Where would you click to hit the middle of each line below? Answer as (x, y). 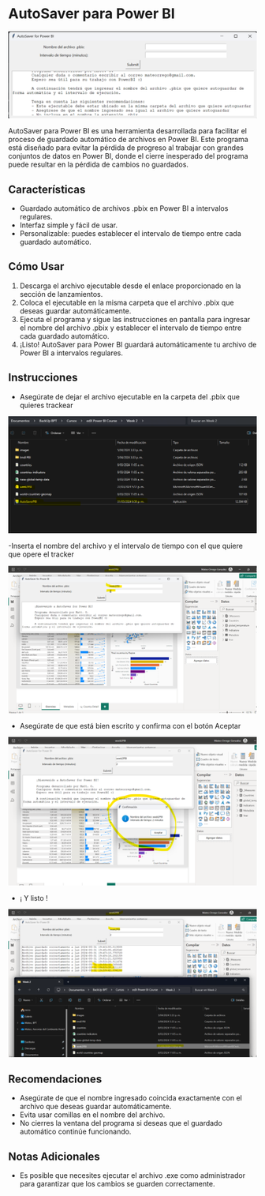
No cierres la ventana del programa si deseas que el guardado (121, 1123)
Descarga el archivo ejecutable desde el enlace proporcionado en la (130, 286)
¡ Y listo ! (34, 898)
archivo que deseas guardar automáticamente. (95, 1107)
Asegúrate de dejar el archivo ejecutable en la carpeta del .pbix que (130, 396)
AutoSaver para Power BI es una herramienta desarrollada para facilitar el (127, 131)
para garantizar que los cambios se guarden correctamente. (117, 1184)
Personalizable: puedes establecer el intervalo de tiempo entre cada (131, 233)
